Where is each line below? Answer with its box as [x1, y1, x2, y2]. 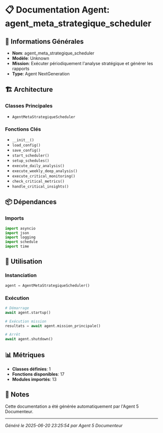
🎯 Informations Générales [5, 37, 84, 46]
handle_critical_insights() [12, 184, 69, 189]
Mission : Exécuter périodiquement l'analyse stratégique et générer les [12, 61, 153, 66]
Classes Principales [5, 103, 53, 109]
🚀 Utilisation [5, 258, 43, 266]
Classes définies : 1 [12, 366, 51, 372]
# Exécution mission [5, 319, 47, 324]
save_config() [12, 148, 41, 153]
